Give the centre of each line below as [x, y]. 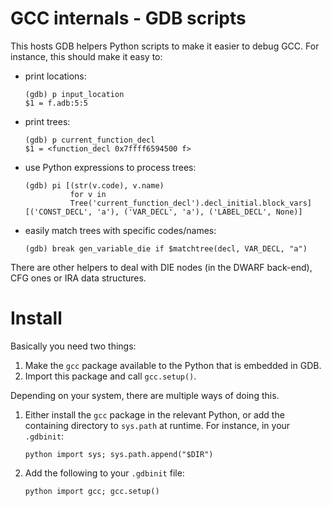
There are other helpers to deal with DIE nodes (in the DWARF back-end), [161, 267]
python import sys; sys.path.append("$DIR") [119, 454]
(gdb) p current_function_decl [90, 140]
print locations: [55, 76]
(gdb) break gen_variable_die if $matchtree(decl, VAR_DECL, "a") [166, 248]
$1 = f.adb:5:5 [56, 103]
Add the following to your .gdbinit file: [104, 473]
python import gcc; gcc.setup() [92, 491]
